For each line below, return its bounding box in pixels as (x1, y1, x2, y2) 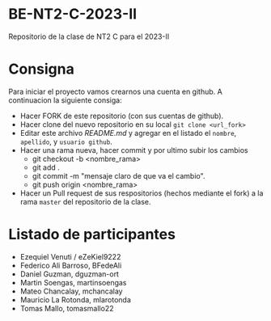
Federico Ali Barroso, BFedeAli (19, 260, 122, 270)
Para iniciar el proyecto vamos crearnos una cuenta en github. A (8, 87, 222, 96)
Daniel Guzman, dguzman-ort (19, 268, 120, 279)
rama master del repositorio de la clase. (19, 196, 151, 206)
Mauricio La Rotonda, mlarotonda (19, 294, 132, 304)
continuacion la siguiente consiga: (8, 95, 123, 105)
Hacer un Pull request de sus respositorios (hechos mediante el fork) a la (19, 188, 264, 198)
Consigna (8, 60, 74, 78)
